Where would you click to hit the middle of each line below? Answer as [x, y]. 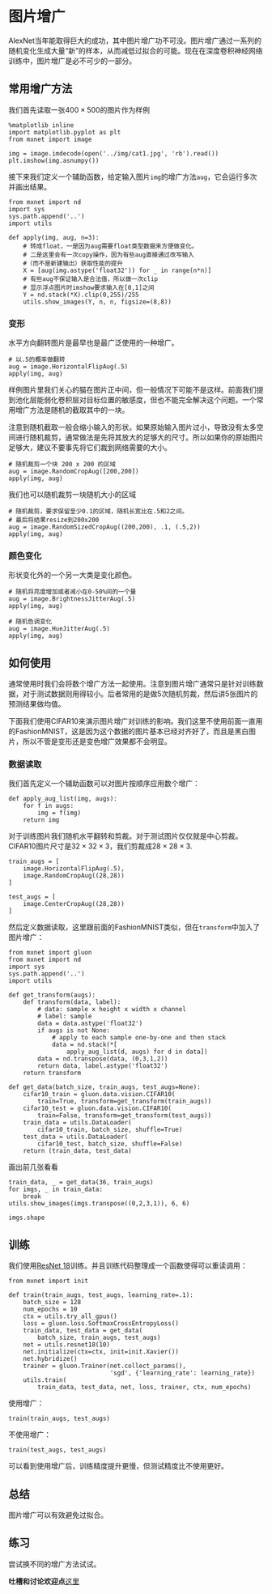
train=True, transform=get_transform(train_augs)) [125, 1102]
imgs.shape [27, 1218]
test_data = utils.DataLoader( [76, 1137]
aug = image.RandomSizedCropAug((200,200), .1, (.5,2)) [104, 527]
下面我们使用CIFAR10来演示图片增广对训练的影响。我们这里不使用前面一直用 [136, 721]
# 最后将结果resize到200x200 [54, 520]
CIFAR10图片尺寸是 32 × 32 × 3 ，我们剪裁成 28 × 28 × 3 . [100, 846]
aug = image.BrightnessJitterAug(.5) [72, 599]
